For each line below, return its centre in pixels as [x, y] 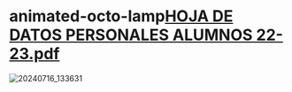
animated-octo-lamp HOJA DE [121, 16]
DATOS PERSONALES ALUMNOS [131, 35]
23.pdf [35, 54]
